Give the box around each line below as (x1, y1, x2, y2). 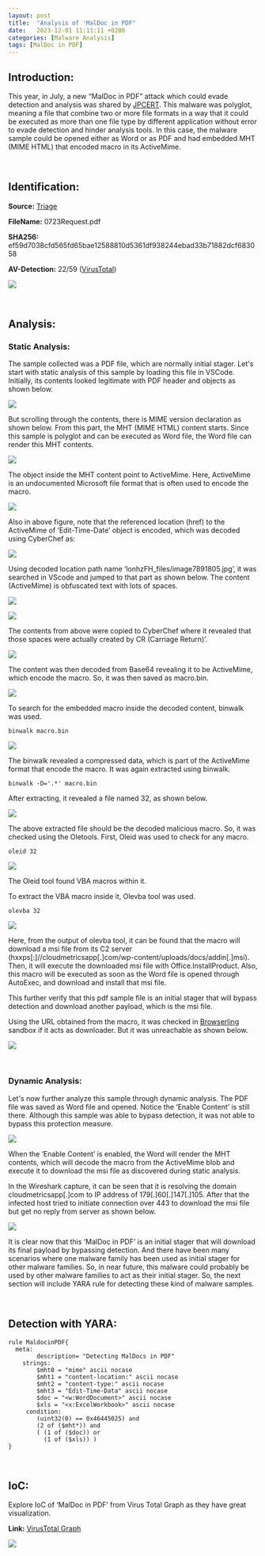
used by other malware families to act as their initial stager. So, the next (8, 1270, 241, 1280)
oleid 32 (8, 847, 37, 856)
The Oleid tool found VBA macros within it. (8, 877, 146, 886)
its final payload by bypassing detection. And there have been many (8, 1245, 229, 1255)
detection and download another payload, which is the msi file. (8, 1002, 213, 1011)
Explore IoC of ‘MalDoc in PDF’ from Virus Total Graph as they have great (8, 1500, 247, 1510)
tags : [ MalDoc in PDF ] (8, 41, 83, 49)
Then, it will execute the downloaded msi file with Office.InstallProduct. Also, (8, 961, 258, 971)
